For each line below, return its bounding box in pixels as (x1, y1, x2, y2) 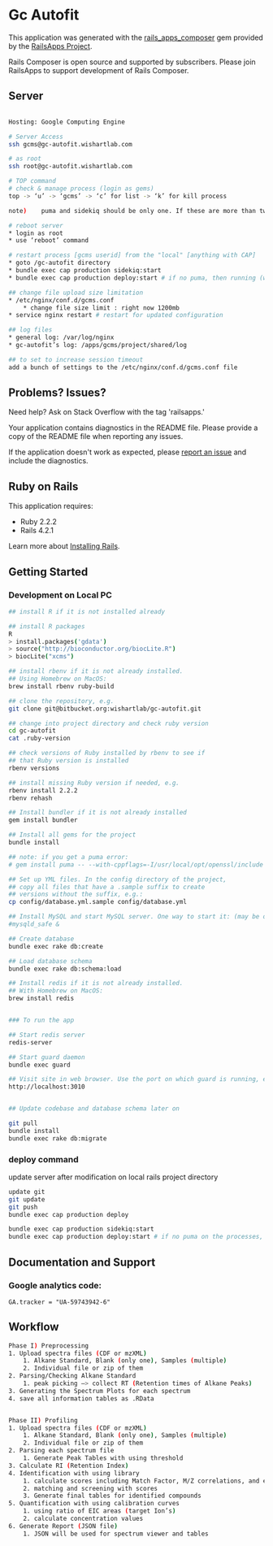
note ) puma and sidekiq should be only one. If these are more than (8, 206, 256, 215)
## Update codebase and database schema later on (8, 1105, 180, 1113)
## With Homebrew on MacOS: (8, 987, 104, 995)
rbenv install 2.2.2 (8, 786, 79, 794)
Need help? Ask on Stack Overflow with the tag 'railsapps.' (8, 407, 205, 417)
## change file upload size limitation (8, 289, 144, 297)
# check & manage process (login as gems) (8, 185, 154, 193)
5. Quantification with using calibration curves (8, 1500, 180, 1508)
